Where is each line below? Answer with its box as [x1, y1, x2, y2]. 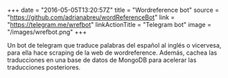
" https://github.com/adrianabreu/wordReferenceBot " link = [7, 13, 175, 21]
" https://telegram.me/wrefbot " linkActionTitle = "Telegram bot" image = [7, 21, 211, 28]
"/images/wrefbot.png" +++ [7, 28, 87, 36]
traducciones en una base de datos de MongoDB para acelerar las [7, 56, 197, 64]
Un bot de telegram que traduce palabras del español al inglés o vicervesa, [7, 41, 222, 49]
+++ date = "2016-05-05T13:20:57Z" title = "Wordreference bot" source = [7, 6, 220, 14]
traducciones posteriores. [7, 64, 81, 71]
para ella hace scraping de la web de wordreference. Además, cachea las [7, 48, 218, 57]
